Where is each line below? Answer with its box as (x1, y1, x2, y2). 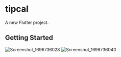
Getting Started (5, 34, 53, 42)
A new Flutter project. (5, 19, 49, 25)
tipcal (5, 3, 29, 15)
